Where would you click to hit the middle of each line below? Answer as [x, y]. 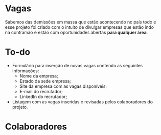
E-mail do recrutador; [41, 91]
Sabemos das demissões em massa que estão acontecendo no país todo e [81, 22]
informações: [25, 71]
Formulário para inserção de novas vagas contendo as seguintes [77, 65]
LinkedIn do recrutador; [43, 96]
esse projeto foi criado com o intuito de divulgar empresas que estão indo [80, 27]
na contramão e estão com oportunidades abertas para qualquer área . [77, 32]
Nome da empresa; [39, 76]
